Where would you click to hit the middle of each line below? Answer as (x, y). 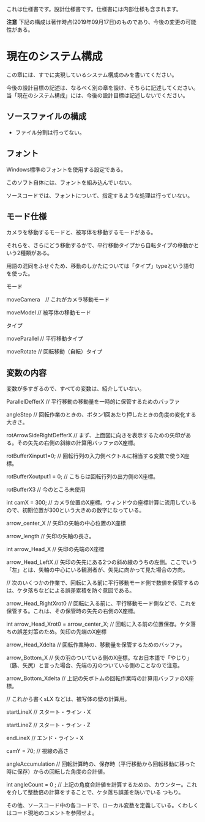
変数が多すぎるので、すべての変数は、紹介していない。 (76, 389)
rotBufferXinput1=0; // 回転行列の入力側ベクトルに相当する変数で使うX (95, 456)
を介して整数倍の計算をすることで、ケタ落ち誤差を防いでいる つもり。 (95, 792)
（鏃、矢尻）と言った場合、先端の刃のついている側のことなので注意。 (95, 665)
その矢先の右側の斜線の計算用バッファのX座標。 (78, 443)
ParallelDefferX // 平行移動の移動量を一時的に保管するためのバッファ (93, 402)
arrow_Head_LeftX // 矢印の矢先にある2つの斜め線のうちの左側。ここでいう (102, 562)
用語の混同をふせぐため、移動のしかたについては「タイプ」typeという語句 (100, 266)
